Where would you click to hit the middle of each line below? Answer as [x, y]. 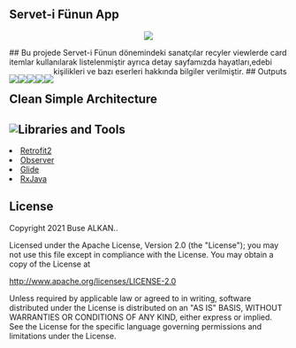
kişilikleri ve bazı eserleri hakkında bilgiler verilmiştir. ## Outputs [170, 71]
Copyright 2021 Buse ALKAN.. [64, 228]
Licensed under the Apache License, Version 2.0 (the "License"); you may [144, 245]
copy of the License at [50, 264]
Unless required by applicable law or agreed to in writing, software [130, 298]
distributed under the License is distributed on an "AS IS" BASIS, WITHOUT [146, 307]
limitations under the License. [63, 336]
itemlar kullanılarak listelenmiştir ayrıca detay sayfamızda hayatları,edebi [140, 62]
